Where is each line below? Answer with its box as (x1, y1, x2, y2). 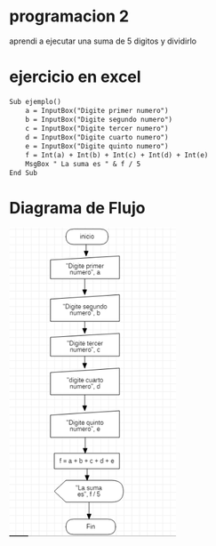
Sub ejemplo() (9, 97, 62, 106)
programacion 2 (9, 6, 130, 27)
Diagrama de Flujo (9, 198, 146, 219)
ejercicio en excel (9, 67, 141, 87)
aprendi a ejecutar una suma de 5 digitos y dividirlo (9, 36, 197, 46)
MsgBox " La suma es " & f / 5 (25, 159, 141, 168)
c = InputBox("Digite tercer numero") (25, 124, 169, 132)
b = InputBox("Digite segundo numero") (25, 115, 173, 124)
